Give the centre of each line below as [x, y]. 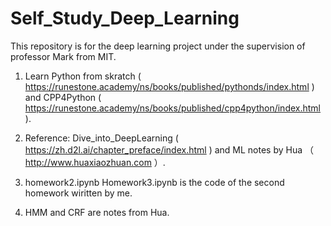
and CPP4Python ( [63, 97]
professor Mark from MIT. [63, 56]
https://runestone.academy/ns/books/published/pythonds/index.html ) [169, 86]
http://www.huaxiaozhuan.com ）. [95, 162]
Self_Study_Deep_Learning [125, 18]
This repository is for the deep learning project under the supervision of [158, 46]
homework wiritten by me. [78, 193]
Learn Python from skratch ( [83, 76]
